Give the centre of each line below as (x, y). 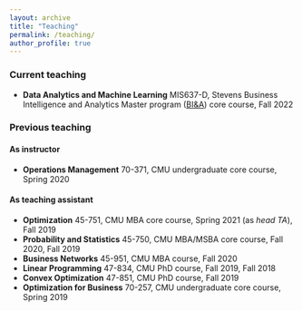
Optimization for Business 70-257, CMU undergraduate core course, (151, 287)
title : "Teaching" (44, 26)
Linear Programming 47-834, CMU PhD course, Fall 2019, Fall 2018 (149, 267)
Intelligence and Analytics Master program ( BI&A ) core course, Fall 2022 (158, 104)
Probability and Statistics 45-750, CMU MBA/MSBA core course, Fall (153, 239)
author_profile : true (50, 43)
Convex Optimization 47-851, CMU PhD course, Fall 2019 (131, 277)
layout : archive (40, 18)
